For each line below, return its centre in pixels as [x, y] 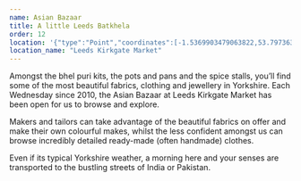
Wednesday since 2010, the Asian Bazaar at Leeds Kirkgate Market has [141, 95]
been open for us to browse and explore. [84, 104]
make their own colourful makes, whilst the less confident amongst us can [146, 131]
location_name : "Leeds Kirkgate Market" [86, 51]
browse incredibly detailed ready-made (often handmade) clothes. [132, 141]
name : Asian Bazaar [46, 17]
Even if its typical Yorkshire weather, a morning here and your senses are [144, 158]
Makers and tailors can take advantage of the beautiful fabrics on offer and [148, 122]
